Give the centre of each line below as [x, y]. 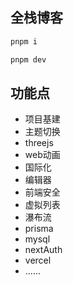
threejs [39, 143]
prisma [39, 229]
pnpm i [24, 41]
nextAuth [43, 250]
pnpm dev [28, 59]
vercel [38, 260]
